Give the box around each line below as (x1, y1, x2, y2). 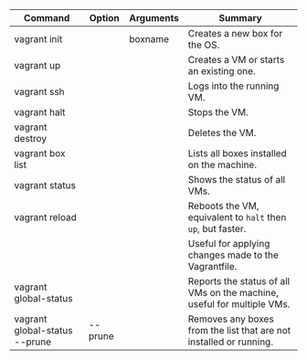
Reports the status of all (187, 275, 291, 287)
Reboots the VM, (187, 200, 259, 212)
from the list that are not (187, 324, 291, 336)
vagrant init (14, 33, 63, 45)
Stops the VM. (187, 106, 249, 118)
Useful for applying (187, 238, 270, 249)
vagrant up (14, 59, 61, 71)
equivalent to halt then (187, 211, 287, 223)
